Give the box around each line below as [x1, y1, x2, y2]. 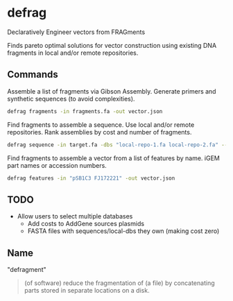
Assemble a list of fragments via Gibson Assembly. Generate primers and [7, 87, 216, 95]
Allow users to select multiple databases [17, 212, 133, 221]
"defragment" [7, 266, 46, 273]
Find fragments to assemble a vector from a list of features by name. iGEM [7, 154, 220, 162]
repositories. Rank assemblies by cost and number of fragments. [7, 128, 192, 136]
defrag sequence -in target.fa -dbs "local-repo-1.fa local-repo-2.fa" [7, 141, 218, 148]
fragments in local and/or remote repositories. [7, 49, 139, 57]
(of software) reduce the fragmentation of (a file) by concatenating [24, 279, 215, 287]
